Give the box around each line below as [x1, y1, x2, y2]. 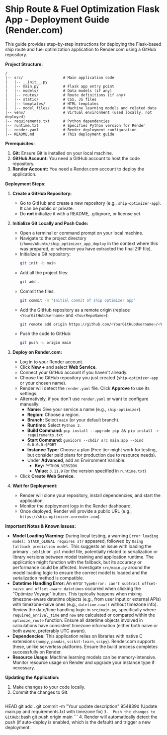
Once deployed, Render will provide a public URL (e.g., [19, 508, 132, 514]
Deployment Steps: [5, 180, 46, 187]
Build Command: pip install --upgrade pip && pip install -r [27, 427, 160, 433]
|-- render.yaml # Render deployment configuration [5, 127, 137, 132]
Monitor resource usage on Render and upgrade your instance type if [12, 659, 155, 665]
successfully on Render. [12, 649, 62, 655]
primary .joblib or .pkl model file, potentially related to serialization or [12, 549, 158, 555]
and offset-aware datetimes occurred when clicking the [25, 585, 141, 592]
